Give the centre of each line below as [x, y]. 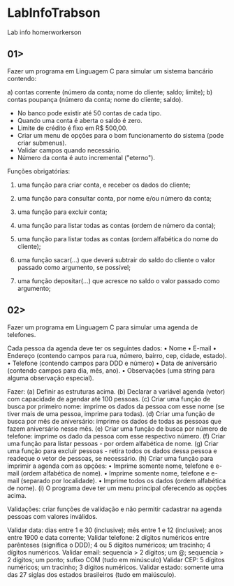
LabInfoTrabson [54, 13]
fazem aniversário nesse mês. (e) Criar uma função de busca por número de [117, 429]
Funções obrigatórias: [39, 171]
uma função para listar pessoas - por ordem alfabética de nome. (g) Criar [113, 443]
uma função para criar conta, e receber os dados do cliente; [104, 185]
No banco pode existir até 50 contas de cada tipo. [89, 113]
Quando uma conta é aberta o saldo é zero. [80, 120]
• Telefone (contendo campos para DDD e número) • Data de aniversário [112, 363]
